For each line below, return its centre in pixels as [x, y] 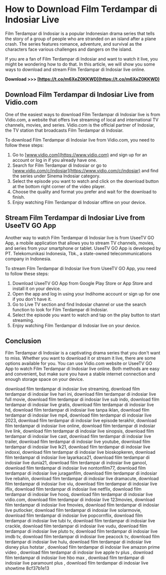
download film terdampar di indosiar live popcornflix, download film [74, 515]
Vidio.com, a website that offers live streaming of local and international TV [82, 120]
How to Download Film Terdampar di [81, 9]
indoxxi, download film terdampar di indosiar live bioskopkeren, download [80, 452]
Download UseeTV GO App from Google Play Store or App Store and [82, 283]
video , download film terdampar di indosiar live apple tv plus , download [79, 553]
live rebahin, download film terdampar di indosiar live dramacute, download [82, 479]
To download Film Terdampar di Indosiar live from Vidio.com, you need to [80, 140]
